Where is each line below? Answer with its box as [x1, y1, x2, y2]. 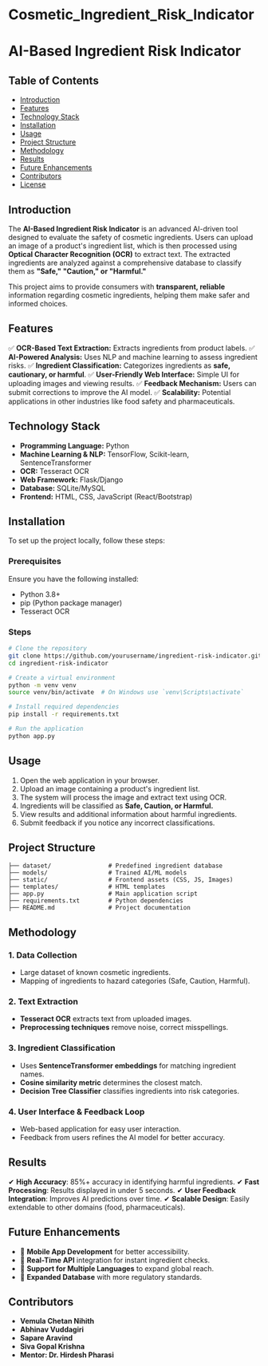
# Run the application [8, 724, 84, 733]
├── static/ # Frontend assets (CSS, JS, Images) [8, 876, 234, 884]
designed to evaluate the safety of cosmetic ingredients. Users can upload [8, 233, 254, 242]
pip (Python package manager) [19, 598, 123, 607]
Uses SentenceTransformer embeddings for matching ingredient [19, 1060, 237, 1070]
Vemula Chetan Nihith [19, 1317, 95, 1326]
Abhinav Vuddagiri [19, 1325, 85, 1334]
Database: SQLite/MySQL [19, 483, 106, 492]
